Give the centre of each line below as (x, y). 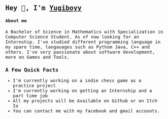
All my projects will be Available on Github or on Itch (85, 101)
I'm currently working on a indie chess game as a (77, 80)
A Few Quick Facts (32, 70)
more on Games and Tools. (38, 57)
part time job (30, 95)
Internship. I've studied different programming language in (83, 42)
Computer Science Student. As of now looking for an (72, 37)
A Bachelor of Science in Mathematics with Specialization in (84, 32)
